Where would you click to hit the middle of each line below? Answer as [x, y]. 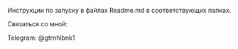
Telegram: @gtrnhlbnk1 [41, 38]
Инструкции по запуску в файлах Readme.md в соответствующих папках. [119, 10]
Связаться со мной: [37, 24]
